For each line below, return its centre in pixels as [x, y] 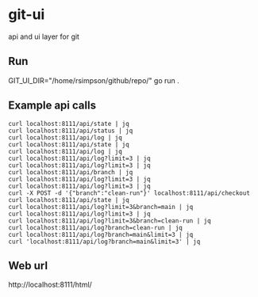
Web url [28, 266]
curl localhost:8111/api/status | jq [71, 131]
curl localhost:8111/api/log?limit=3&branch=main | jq [101, 207]
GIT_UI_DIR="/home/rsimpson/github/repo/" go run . [94, 80]
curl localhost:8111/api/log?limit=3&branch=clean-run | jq [110, 221]
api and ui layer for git [44, 36]
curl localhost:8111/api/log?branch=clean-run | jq [95, 227]
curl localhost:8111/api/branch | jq [71, 172]
